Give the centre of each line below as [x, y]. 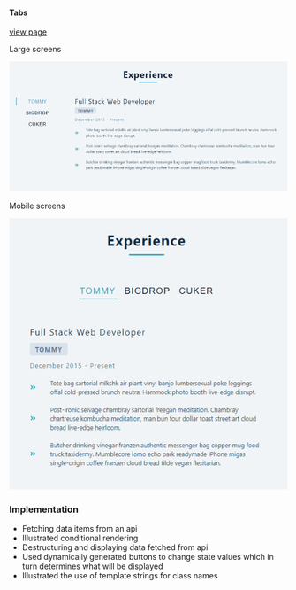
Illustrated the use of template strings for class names [120, 576]
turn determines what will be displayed [92, 566]
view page [28, 32]
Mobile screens [37, 206]
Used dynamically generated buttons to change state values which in [148, 557]
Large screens [35, 50]
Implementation [44, 509]
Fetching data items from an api [80, 529]
